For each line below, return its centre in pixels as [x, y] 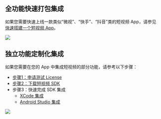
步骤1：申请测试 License [37, 77]
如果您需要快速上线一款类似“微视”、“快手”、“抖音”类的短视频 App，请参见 [81, 22]
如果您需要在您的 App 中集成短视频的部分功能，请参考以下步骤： [71, 67]
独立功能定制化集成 [34, 54]
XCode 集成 [31, 95]
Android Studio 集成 [40, 102]
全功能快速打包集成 [34, 9]
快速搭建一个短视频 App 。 [32, 28]
